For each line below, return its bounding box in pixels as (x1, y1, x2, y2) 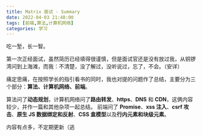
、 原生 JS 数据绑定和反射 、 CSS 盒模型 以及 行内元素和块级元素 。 (11, 111, 170, 118)
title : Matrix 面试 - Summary (6, 8, 80, 15)
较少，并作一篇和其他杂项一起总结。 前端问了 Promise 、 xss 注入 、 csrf (6, 103, 183, 111)
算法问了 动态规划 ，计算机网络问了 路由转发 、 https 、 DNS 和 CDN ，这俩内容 (6, 96, 194, 103)
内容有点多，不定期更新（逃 (6, 123, 75, 131)
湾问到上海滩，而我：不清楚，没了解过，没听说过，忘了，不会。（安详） (6, 63, 183, 70)
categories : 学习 (6, 25, 48, 32)
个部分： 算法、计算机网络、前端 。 (6, 83, 91, 90)
